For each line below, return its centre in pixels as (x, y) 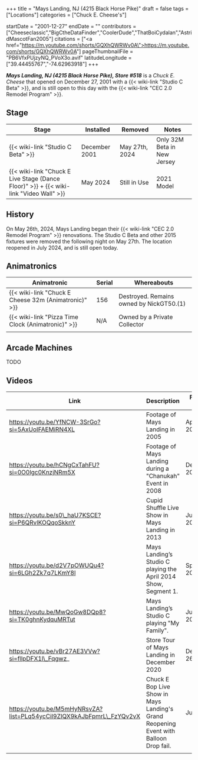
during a (157, 468)
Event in (157, 483)
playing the (161, 569)
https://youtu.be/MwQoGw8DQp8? (57, 612)
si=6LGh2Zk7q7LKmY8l (42, 573)
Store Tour (161, 640)
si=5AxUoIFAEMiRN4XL (42, 429)
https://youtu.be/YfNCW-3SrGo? (55, 422)
